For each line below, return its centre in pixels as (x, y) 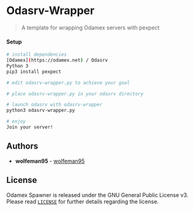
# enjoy (16, 122)
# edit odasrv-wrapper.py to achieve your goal (68, 83)
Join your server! (30, 127)
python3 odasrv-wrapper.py (41, 111)
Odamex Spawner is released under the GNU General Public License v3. (97, 195)
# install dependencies (37, 55)
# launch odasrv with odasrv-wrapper (54, 105)
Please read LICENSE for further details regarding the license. (83, 201)
